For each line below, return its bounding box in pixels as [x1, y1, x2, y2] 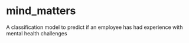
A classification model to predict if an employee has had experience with [6, 24, 183, 31]
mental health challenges [6, 29, 67, 37]
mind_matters [6, 4, 76, 18]
